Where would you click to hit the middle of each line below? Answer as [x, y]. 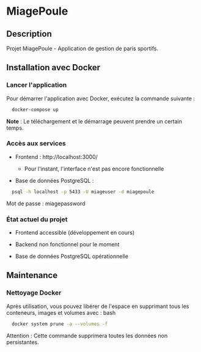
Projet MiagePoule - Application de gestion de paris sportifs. [82, 48]
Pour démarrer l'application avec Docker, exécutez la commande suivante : [101, 98]
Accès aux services [36, 144]
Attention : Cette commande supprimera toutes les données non [87, 335]
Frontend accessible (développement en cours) [75, 233]
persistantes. [23, 342]
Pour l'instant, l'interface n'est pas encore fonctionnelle [94, 169]
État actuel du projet [37, 219]
